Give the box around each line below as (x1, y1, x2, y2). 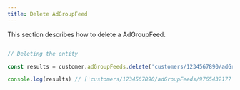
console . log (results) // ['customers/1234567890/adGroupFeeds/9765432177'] (7, 76, 238, 83)
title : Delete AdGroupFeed (7, 10, 88, 18)
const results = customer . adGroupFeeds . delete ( (7, 63, 152, 70)
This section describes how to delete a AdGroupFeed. (7, 30, 166, 39)
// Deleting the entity (7, 50, 79, 57)
